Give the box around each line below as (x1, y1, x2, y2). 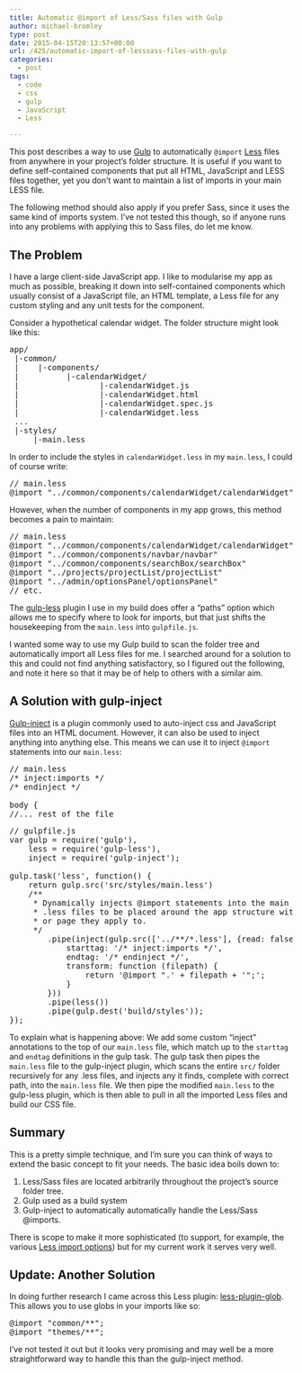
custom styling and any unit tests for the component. (9, 299, 205, 311)
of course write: (9, 460, 68, 471)
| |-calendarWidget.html (13, 389, 200, 399)
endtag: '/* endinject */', (66, 951, 191, 962)
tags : (9, 72, 30, 81)
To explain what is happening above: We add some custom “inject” (9, 1032, 257, 1042)
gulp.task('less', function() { (9, 870, 152, 881)
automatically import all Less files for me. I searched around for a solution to (9, 648, 291, 659)
